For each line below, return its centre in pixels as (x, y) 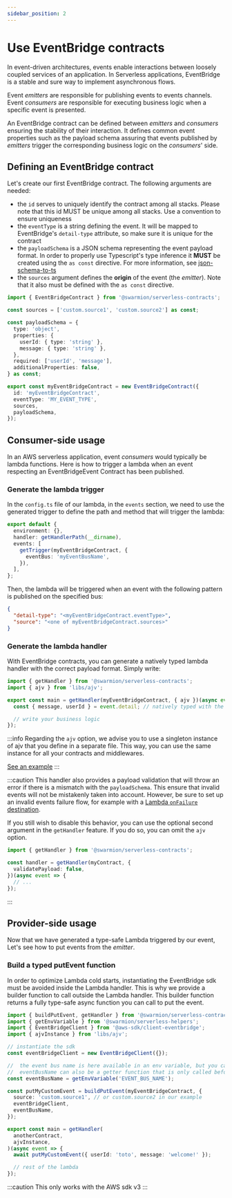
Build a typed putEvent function (61, 965)
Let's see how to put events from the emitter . (71, 947)
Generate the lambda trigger (56, 489)
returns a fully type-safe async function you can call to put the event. (106, 1002)
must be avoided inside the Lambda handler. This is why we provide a (106, 988)
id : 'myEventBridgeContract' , (57, 393)
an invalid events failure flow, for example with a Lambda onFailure (103, 802)
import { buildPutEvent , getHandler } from (71, 1015)
